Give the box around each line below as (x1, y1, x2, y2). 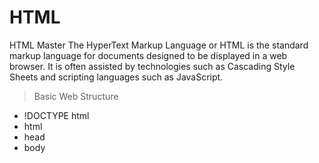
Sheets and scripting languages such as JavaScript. (9, 71, 224, 83)
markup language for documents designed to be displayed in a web (9, 49, 288, 61)
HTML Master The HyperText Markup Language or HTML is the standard (9, 39, 309, 51)
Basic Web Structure (33, 90, 119, 102)
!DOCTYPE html (23, 109, 90, 121)
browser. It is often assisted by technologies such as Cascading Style (9, 60, 296, 72)
